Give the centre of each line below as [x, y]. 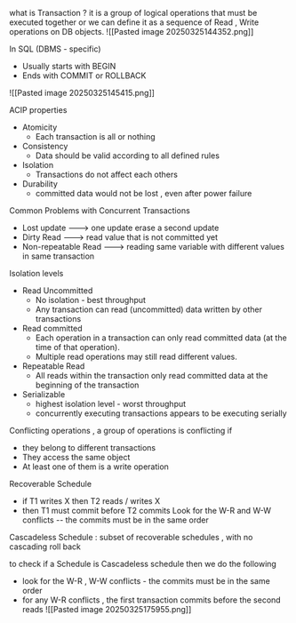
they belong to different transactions [89, 447]
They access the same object [76, 457]
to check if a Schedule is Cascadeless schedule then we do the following [143, 564]
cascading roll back [45, 547]
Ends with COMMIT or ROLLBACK [84, 76]
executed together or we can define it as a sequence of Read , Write [134, 22]
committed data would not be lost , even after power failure [144, 193]
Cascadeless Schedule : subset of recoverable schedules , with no [131, 537]
